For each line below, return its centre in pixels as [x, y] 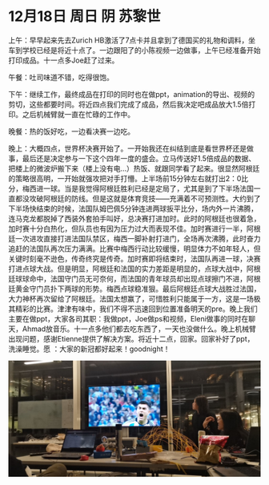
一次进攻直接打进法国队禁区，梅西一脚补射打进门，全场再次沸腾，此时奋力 [138, 238]
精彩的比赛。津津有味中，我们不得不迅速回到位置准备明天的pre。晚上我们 [136, 309]
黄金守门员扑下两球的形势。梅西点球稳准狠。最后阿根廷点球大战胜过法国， [138, 289]
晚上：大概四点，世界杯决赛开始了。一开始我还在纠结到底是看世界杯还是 [127, 148]
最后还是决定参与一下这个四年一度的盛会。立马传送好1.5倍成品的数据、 [139, 158]
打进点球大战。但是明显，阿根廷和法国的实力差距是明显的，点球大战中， [127, 269]
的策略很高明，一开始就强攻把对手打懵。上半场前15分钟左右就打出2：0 [125, 178]
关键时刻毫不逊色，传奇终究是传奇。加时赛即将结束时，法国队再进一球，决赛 [134, 258]
